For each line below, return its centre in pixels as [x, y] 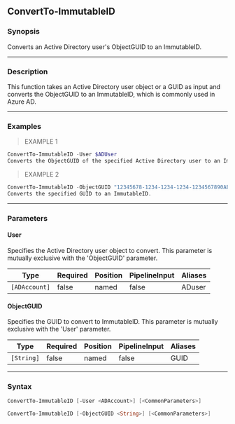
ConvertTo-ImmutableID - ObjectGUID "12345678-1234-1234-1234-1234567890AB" [120, 187]
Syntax [20, 387]
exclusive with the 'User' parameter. [59, 329]
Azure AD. [22, 102]
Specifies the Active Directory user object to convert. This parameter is [110, 250]
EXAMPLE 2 [42, 175]
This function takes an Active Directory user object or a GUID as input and [114, 86]
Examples [24, 126]
